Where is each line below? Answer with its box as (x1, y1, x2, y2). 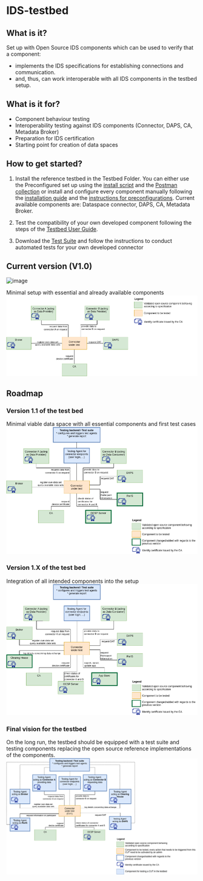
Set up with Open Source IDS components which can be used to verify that (6, 44, 194, 51)
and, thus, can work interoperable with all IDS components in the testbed (15, 75, 198, 82)
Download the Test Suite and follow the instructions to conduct (15, 237, 173, 244)
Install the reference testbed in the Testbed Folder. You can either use (15, 174, 190, 182)
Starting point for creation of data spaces (15, 141, 118, 148)
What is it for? (6, 99, 61, 109)
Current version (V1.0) (6, 261, 93, 272)
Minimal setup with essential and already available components (6, 289, 164, 297)
